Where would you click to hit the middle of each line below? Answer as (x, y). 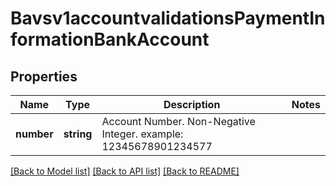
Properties (44, 76)
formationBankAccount (110, 39)
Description (192, 104)
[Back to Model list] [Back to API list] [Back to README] (125, 171)
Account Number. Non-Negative (178, 121)
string (78, 134)
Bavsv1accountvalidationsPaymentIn (168, 18)
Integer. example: (142, 134)
